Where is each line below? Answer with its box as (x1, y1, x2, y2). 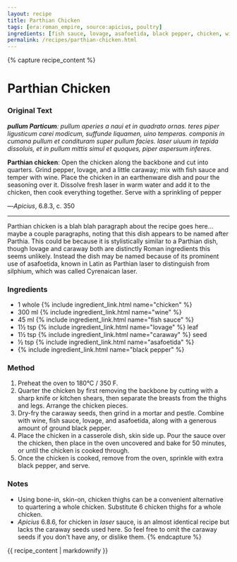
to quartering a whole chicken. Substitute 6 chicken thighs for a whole (17, 502, 221, 511)
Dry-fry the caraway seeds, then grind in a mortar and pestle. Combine (17, 409, 224, 417)
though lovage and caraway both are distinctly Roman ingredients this (7, 244, 210, 252)
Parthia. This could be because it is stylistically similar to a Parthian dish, (7, 237, 219, 245)
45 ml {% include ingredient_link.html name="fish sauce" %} (17, 315, 195, 324)
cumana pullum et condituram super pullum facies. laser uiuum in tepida (7, 137, 219, 145)
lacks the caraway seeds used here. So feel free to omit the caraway (17, 525, 217, 533)
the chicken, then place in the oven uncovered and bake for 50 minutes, (17, 439, 227, 448)
